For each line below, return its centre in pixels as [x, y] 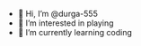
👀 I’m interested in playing [66, 23]
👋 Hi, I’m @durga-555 [58, 14]
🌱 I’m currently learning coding [75, 32]
